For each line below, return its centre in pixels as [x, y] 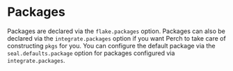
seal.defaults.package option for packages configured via [91, 53]
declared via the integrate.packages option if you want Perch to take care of [116, 38]
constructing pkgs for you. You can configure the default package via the [111, 45]
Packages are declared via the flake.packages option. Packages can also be [116, 31]
